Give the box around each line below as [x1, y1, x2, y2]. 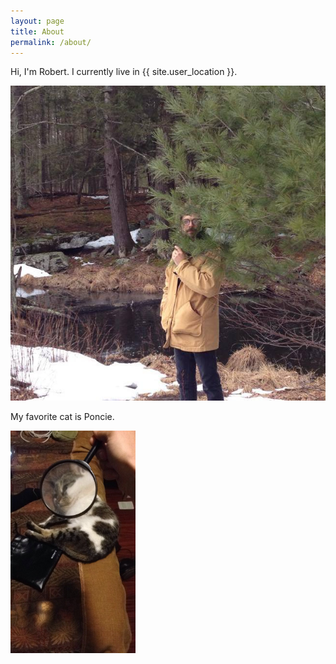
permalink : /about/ [10, 37, 92, 47]
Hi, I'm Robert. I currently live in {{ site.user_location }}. [10, 66, 238, 78]
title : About [10, 26, 65, 37]
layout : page [10, 16, 65, 26]
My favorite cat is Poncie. [10, 411, 115, 423]
